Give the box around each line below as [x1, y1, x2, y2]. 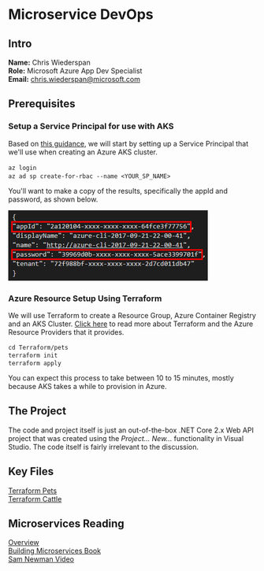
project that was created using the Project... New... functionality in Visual [8, 433, 244, 443]
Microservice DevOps [8, 6, 154, 24]
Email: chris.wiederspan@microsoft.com [8, 75, 140, 83]
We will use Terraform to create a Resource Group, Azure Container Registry [8, 310, 256, 320]
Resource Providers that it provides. [8, 327, 125, 336]
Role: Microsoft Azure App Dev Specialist [8, 66, 143, 76]
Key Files [8, 465, 54, 478]
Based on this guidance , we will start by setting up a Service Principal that [8, 139, 249, 148]
